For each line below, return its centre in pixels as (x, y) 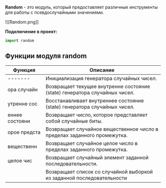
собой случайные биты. (74, 121)
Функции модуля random (46, 56)
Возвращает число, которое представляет (96, 115)
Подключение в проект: (31, 31)
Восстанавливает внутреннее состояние (95, 100)
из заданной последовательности (86, 178)
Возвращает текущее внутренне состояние (98, 86)
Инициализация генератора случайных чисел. (101, 78)
